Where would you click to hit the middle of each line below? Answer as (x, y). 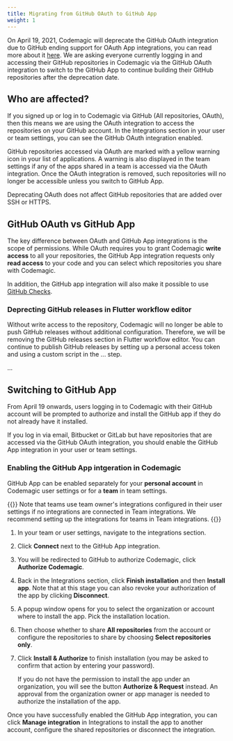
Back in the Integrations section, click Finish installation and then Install (121, 581)
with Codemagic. (32, 271)
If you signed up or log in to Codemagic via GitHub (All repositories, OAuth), (116, 116)
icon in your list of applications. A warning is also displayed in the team (109, 159)
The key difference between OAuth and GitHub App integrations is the (107, 241)
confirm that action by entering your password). (86, 665)
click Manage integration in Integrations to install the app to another (105, 722)
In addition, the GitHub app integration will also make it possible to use (108, 284)
